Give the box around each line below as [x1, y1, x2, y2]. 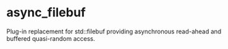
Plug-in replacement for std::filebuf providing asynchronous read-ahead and [6, 27, 222, 35]
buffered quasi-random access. [6, 34, 96, 42]
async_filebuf [6, 5, 86, 20]
